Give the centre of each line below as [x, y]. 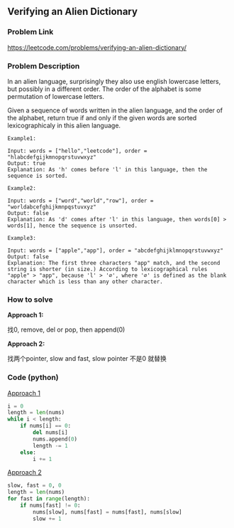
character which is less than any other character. [85, 281]
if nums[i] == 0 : [46, 426]
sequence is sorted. [38, 176]
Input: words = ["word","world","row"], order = [80, 201]
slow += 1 [47, 519]
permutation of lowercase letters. [56, 96]
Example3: [22, 238]
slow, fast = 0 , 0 [34, 486]
